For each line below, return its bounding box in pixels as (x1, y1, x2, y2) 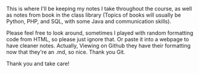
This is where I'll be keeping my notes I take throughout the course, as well (6, 5, 192, 12)
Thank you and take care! (6, 60, 70, 67)
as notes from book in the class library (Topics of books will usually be (6, 11, 182, 19)
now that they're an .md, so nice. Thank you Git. (6, 48, 125, 56)
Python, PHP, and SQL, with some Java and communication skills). (6, 18, 172, 25)
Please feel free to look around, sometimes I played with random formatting (6, 29, 194, 36)
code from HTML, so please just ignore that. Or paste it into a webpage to (6, 36, 189, 42)
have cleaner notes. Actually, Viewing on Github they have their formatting (6, 42, 191, 49)
